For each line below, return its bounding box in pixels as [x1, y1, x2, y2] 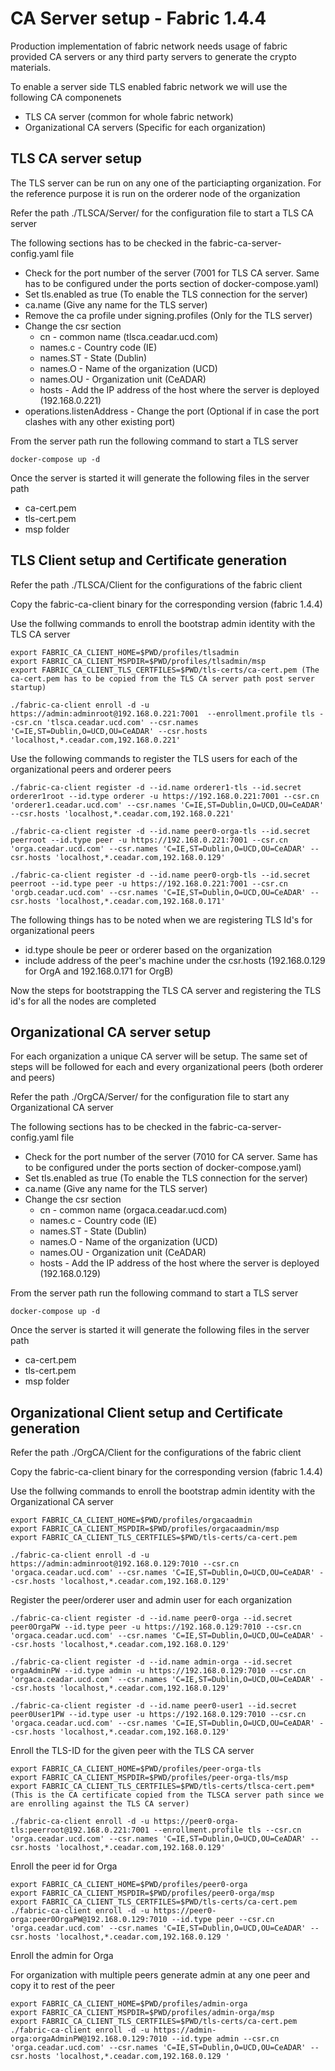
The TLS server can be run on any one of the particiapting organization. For [10, 177, 322, 189]
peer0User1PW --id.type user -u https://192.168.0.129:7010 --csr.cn [10, 1710, 307, 1720]
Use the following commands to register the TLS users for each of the [10, 752, 298, 764]
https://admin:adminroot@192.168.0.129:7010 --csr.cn [10, 1559, 240, 1569]
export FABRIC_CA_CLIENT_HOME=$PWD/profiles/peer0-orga [10, 1880, 248, 1890]
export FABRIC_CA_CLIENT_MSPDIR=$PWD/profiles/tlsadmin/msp [10, 656, 267, 666]
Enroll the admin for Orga [10, 1950, 114, 1962]
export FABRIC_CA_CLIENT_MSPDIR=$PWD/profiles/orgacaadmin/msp [10, 1524, 280, 1534]
